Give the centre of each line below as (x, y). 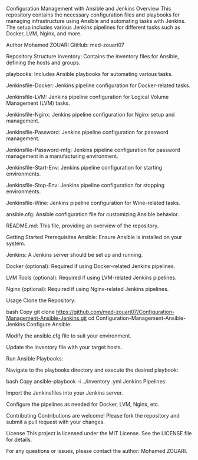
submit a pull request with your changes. (55, 422)
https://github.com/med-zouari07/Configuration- (115, 312)
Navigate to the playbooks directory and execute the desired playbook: (92, 370)
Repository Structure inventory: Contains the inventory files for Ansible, (93, 56)
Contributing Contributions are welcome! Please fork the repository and (93, 416)
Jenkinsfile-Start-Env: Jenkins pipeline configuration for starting (84, 168)
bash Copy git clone (30, 312)
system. (16, 243)
